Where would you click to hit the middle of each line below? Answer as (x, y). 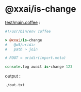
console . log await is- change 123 (39, 67)
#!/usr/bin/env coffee (28, 31)
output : (13, 76)
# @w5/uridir (20, 45)
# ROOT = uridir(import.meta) (36, 58)
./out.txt (15, 85)
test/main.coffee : (23, 22)
